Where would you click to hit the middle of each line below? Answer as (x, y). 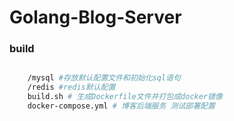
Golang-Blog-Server (95, 17)
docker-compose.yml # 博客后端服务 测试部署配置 (121, 106)
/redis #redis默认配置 (71, 87)
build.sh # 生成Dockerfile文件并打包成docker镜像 (125, 97)
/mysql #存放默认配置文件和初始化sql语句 (104, 78)
